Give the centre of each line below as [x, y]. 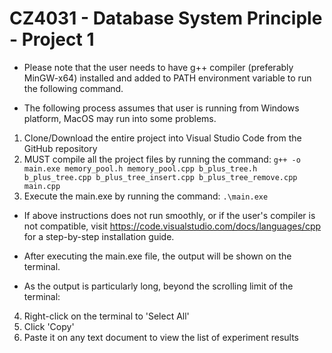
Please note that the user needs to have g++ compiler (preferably [158, 67]
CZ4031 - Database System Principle [166, 18]
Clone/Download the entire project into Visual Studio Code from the [162, 138]
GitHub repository [60, 148]
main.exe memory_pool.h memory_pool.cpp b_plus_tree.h [140, 168]
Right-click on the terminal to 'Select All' [106, 316]
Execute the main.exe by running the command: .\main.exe [146, 196]
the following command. [73, 88]
